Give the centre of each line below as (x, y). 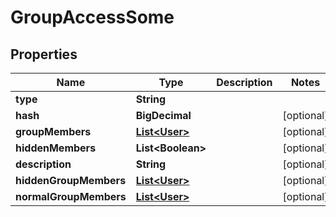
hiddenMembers (56, 148)
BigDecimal (163, 115)
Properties (44, 54)
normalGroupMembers (71, 196)
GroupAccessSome (92, 17)
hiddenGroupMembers (71, 180)
